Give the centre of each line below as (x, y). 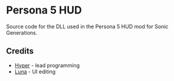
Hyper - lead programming (47, 65)
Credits (20, 51)
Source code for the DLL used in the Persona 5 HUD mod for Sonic (87, 26)
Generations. (22, 32)
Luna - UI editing (35, 72)
